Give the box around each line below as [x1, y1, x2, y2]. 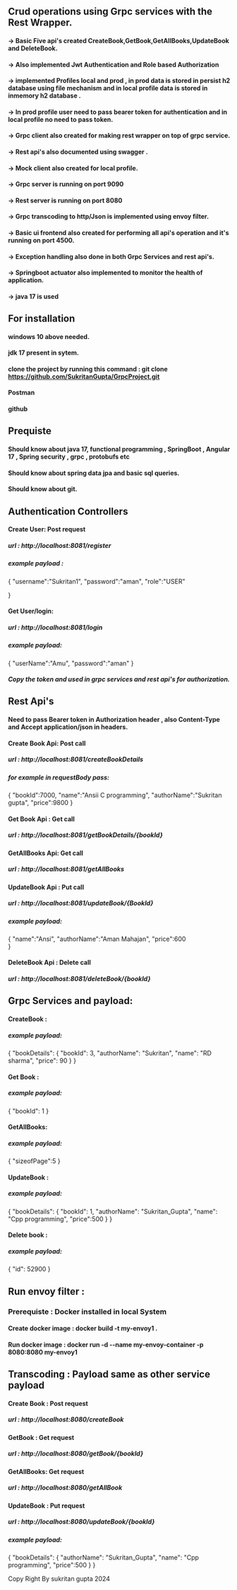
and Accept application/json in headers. [8, 723, 128, 731]
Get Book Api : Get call [8, 814, 75, 823]
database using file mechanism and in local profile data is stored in [8, 84, 208, 93]
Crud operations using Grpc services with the [8, 6, 213, 18]
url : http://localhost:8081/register [8, 541, 111, 549]
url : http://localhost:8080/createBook [8, 1415, 124, 1424]
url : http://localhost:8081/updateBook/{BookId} [8, 899, 154, 908]
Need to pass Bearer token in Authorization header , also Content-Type [8, 715, 221, 724]
